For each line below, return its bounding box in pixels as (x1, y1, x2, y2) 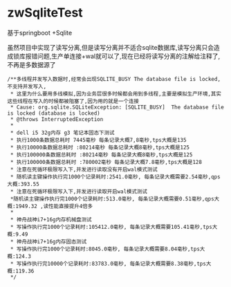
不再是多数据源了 (7, 60, 56, 68)
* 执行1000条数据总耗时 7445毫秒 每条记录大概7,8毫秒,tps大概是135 (10, 136, 187, 143)
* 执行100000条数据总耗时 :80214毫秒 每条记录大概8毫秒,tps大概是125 (10, 151, 193, 158)
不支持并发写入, (7, 83, 47, 90)
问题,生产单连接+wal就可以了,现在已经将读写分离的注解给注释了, (37, 52, 221, 60)
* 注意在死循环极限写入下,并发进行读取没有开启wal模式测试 (10, 166, 158, 173)
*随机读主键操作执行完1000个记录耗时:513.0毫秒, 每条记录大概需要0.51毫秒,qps (10, 195, 214, 202)
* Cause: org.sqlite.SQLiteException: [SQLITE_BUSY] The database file (10, 104, 225, 111)
